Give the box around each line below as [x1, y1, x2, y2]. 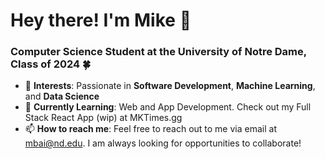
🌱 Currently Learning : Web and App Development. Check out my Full [24, 101, 312, 113]
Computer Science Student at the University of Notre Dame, [10, 45, 307, 59]
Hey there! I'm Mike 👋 [10, 9, 192, 32]
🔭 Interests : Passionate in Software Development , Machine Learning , [24, 80, 316, 92]
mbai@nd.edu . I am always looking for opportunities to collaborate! [24, 137, 302, 149]
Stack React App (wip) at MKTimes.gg [24, 112, 183, 124]
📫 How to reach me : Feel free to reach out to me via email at [24, 123, 277, 135]
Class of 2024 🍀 [10, 57, 92, 71]
